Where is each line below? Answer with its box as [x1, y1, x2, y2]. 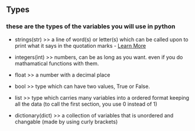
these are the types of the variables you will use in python [6, 22, 175, 31]
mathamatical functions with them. [14, 60, 99, 67]
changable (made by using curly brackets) [14, 118, 118, 125]
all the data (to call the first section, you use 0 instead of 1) [14, 100, 158, 107]
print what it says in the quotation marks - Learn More [14, 42, 147, 49]
